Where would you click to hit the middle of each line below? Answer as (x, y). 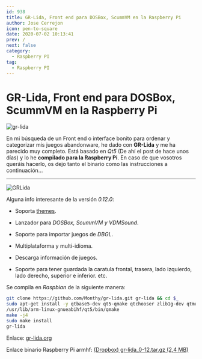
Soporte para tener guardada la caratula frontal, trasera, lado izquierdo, (103, 269)
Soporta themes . (35, 211)
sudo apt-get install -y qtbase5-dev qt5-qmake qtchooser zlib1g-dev (95, 304)
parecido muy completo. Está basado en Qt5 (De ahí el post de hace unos (98, 152)
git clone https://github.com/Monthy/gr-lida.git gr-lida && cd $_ (93, 298)
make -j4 (17, 315)
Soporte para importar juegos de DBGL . (64, 235)
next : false (21, 46)
